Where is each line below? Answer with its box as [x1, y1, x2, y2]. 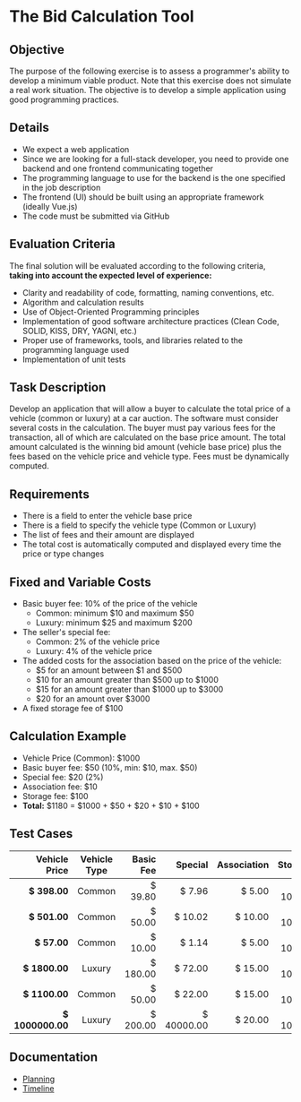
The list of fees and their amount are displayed [21, 529, 194, 540]
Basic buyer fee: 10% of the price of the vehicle [21, 598, 199, 609]
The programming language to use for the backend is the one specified [21, 172, 286, 183]
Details [9, 120, 49, 135]
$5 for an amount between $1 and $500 [35, 665, 183, 676]
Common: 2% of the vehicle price [35, 636, 160, 647]
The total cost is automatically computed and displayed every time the [21, 539, 282, 550]
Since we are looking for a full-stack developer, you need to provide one [21, 153, 289, 164]
